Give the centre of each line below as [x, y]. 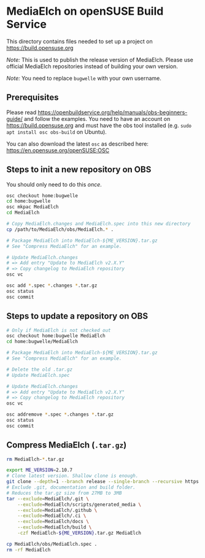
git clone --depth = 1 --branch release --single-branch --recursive [95, 482]
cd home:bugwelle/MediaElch [42, 342]
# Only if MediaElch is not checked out [59, 330]
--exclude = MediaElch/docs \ [53, 522]
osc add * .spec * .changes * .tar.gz [52, 286]
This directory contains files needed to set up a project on [79, 41]
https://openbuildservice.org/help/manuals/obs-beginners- [113, 112]
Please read [21, 112]
